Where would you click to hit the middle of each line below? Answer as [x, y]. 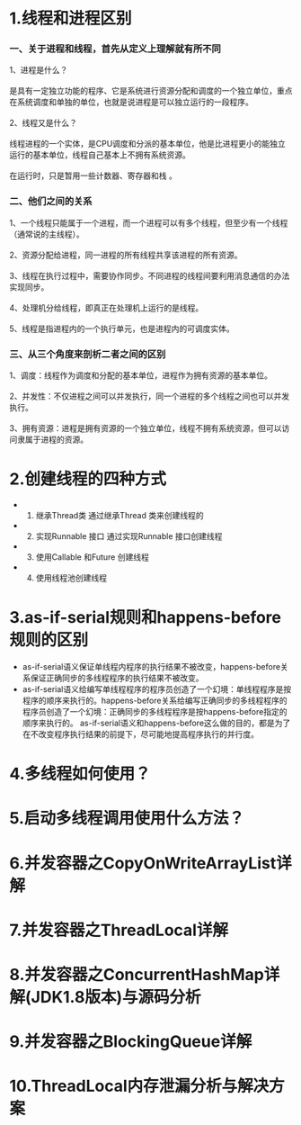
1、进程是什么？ [39, 70]
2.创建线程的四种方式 [88, 479]
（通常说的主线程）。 [47, 234]
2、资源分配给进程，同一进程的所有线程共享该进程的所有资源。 [126, 255]
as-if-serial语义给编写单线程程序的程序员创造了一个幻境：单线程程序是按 [157, 688]
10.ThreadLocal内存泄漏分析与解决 [139, 1086]
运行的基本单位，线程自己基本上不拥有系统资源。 [100, 155]
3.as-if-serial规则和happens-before [145, 618]
